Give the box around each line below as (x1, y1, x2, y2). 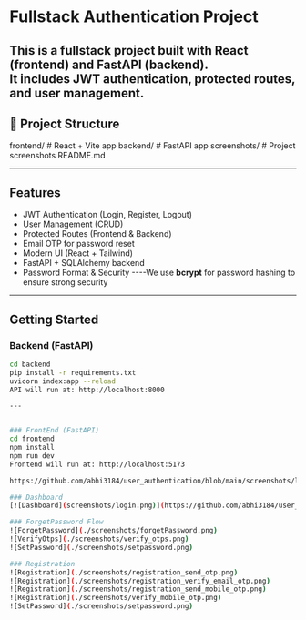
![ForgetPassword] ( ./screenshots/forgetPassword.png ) (9, 526, 219, 535)
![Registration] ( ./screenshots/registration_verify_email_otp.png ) (9, 576, 271, 585)
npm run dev (9, 451, 55, 461)
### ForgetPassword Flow (9, 517, 104, 527)
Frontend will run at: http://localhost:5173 (9, 460, 185, 469)
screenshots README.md (9, 150, 106, 161)
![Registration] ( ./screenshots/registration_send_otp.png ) (9, 567, 239, 577)
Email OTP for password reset (22, 239, 135, 249)
